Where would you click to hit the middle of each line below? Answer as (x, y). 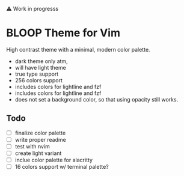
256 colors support (39, 80)
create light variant (38, 153)
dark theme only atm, (41, 61)
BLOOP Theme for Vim (63, 33)
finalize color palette (40, 133)
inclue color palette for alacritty (54, 160)
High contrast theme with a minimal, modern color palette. (78, 49)
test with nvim (32, 146)
